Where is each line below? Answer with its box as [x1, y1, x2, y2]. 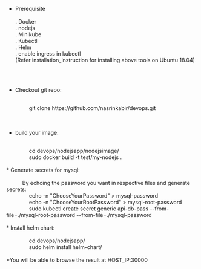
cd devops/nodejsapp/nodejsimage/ [28, 147, 119, 154]
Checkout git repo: [15, 86, 62, 93]
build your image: [15, 129, 59, 136]
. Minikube [15, 31, 42, 38]
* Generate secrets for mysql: [6, 166, 80, 173]
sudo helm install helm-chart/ [28, 244, 102, 250]
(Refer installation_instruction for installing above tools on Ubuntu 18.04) [15, 57, 196, 63]
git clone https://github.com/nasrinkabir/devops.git [28, 105, 156, 111]
